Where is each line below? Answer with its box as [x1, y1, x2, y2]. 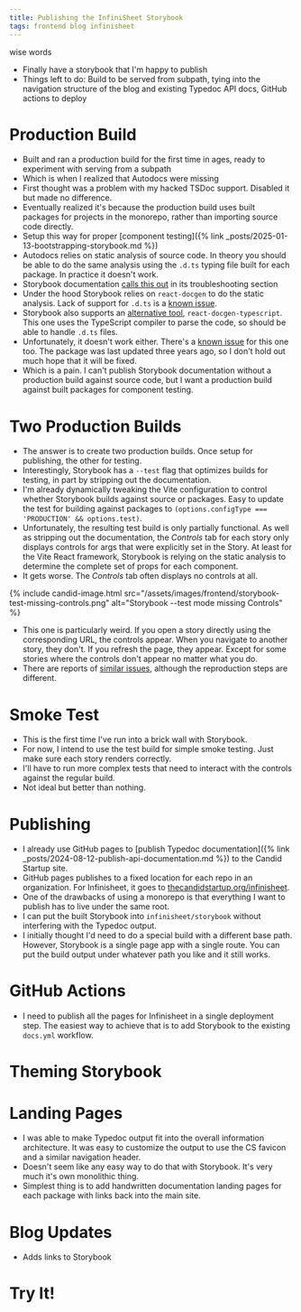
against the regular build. [22, 773, 115, 784]
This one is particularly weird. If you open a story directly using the [22, 625, 271, 636]
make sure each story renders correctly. [22, 753, 172, 764]
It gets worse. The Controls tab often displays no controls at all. [22, 571, 259, 582]
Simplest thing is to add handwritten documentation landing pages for [22, 1180, 282, 1192]
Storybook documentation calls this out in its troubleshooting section [22, 279, 278, 290]
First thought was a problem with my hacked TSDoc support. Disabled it [22, 182, 290, 194]
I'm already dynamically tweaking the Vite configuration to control [22, 484, 268, 495]
